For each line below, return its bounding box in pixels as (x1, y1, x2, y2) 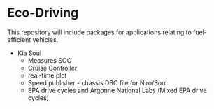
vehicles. (32, 35, 59, 43)
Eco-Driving (7, 5, 79, 21)
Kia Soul (17, 49, 42, 57)
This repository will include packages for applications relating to (7, 28, 192, 36)
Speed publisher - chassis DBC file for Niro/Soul (27, 78, 167, 87)
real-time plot (27, 71, 67, 80)
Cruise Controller (27, 64, 78, 72)
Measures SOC (27, 56, 72, 64)
